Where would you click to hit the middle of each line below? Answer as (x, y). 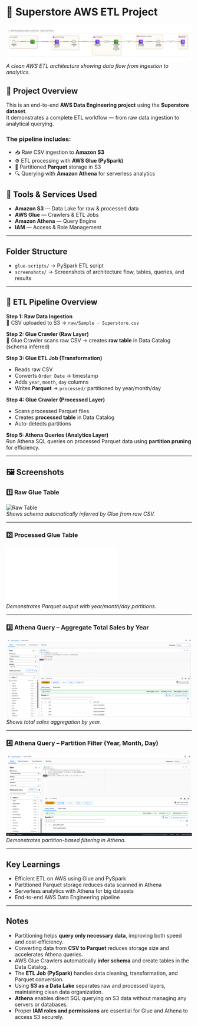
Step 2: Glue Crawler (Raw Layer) (48, 334)
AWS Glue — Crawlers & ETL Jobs (57, 215)
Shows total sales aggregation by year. (54, 722)
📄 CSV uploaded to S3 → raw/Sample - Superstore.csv (73, 322)
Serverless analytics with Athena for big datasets (74, 891)
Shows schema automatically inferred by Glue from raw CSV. (80, 514)
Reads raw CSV (34, 369)
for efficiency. (23, 447)
